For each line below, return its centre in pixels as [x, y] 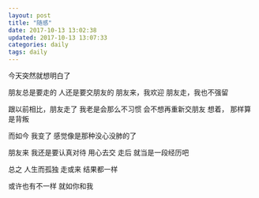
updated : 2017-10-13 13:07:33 [58, 37]
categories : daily [38, 45]
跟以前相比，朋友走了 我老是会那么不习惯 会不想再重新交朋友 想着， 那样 [126, 109]
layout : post [30, 15]
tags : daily [28, 52]
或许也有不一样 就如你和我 [51, 186]
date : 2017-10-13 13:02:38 [53, 30]
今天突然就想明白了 [39, 75]
